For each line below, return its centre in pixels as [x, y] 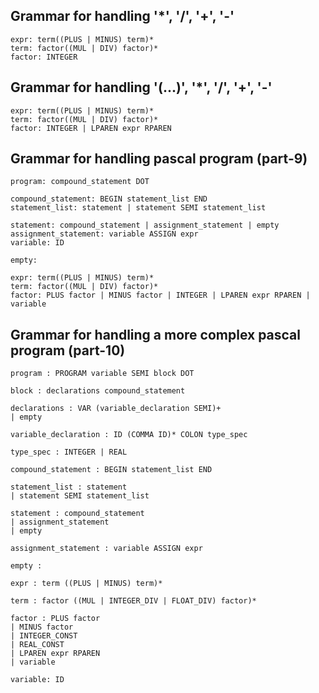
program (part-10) [68, 350]
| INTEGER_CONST [44, 636]
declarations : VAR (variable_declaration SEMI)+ [116, 409]
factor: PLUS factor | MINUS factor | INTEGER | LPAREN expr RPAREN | [160, 295]
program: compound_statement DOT [80, 182]
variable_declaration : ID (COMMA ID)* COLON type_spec [129, 435]
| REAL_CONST [37, 645]
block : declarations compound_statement [98, 391]
